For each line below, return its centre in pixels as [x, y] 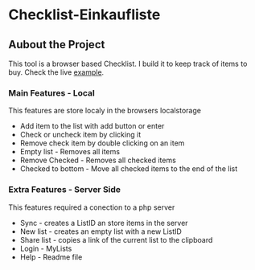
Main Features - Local [51, 92]
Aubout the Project [57, 45]
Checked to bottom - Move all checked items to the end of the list [129, 169]
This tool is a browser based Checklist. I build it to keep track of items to [128, 63]
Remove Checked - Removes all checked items [98, 160]
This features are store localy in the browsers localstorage [105, 111]
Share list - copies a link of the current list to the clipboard [116, 239]
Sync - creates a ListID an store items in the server [104, 223]
